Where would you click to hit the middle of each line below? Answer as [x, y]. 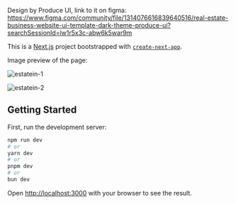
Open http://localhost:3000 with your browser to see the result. [100, 193]
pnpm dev [20, 166]
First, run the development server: [57, 127]
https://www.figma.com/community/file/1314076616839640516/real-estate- [118, 18]
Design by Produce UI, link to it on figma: [67, 10]
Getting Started [42, 110]
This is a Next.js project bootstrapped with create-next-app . [95, 46]
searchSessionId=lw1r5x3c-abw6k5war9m [70, 33]
